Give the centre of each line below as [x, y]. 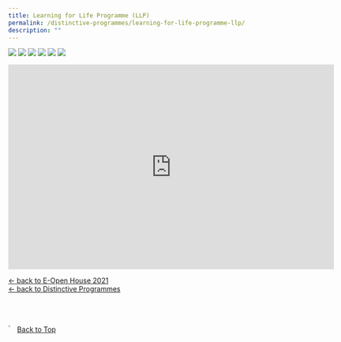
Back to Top [37, 329]
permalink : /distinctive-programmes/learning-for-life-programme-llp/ [127, 23]
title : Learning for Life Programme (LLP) [79, 15]
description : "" [35, 30]
